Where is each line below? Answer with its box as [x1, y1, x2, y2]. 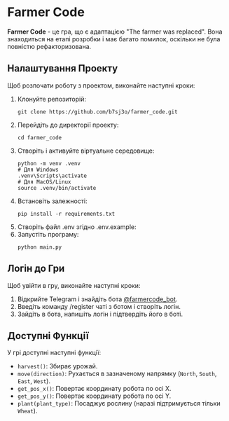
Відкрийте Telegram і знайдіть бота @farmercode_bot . [17, 295, 178, 303]
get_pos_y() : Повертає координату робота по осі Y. [17, 392, 172, 400]
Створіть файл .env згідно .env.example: [17, 222, 137, 231]
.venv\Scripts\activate [17, 172, 88, 179]
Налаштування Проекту [7, 62, 118, 74]
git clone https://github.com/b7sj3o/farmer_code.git [17, 108, 178, 116]
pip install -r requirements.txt [17, 210, 116, 217]
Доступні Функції [7, 330, 89, 342]
